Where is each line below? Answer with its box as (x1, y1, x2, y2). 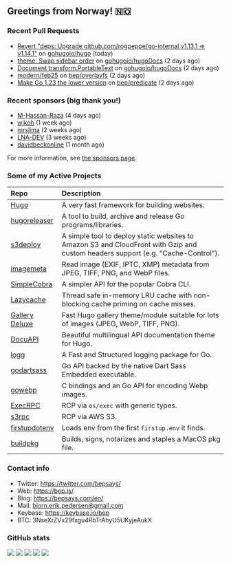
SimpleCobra (10, 279, 53, 289)
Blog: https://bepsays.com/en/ (16, 493, 104, 502)
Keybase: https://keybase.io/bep (16, 509, 110, 517)
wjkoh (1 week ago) (16, 118, 72, 127)
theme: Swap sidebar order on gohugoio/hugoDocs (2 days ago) (16, 56, 201, 65)
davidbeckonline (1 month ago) (16, 140, 105, 149)
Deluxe (10, 319, 33, 329)
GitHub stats (7, 533, 50, 542)
